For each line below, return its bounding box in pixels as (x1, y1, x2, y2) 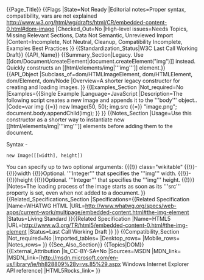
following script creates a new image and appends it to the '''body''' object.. (6, 96, 198, 104)
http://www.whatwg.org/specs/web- (85, 202, 177, 209)
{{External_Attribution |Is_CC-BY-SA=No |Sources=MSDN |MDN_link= (6, 248, 181, 254)
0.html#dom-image (6, 25, 55, 32)
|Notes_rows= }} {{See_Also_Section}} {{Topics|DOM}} (6, 241, 144, 248)
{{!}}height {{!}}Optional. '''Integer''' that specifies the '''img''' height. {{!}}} (6, 176, 195, 183)
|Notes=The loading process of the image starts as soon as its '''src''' (6, 183, 181, 190)
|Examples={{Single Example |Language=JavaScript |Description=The (6, 90, 183, 97)
